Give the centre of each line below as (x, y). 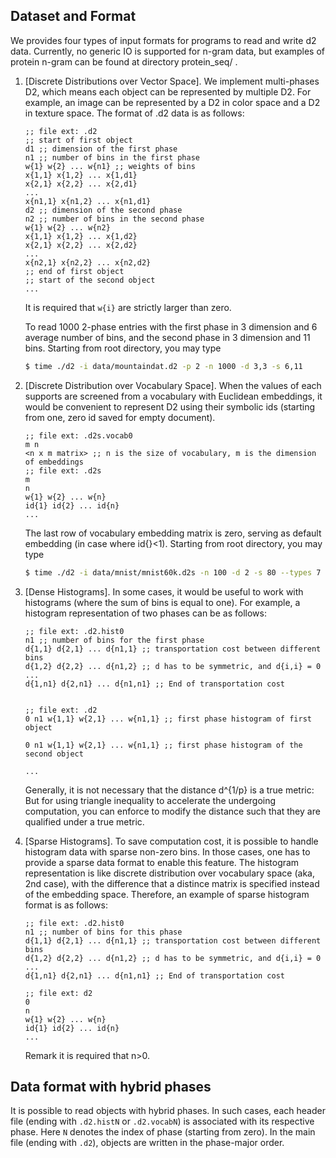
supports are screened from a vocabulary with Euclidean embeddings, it (173, 396)
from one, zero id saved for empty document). (120, 417)
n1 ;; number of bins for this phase (103, 932)
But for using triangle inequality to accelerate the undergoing (150, 800)
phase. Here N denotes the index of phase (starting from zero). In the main (163, 1132)
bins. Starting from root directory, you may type (123, 348)
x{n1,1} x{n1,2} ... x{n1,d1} (88, 201)
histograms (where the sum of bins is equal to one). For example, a (162, 602)
